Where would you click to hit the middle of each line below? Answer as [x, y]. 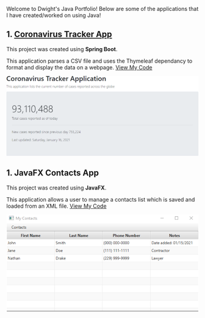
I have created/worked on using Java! [54, 15]
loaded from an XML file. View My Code [56, 206]
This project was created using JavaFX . [56, 188]
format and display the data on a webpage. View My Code [79, 67]
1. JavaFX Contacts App [53, 173]
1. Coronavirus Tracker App [59, 34]
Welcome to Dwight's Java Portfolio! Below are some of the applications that [103, 9]
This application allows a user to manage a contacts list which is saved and [101, 199]
